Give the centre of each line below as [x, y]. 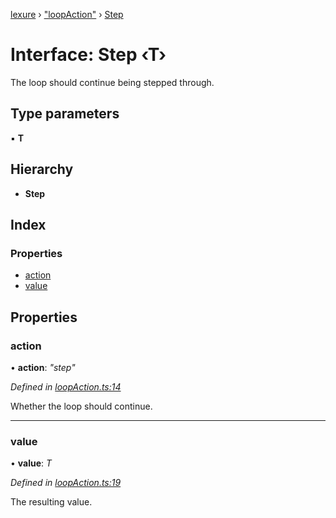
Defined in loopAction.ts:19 [66, 483]
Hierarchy [42, 169]
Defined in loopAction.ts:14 [66, 386]
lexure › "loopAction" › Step [67, 14]
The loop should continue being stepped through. [112, 82]
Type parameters [65, 114]
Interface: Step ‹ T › [88, 55]
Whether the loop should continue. [81, 406]
